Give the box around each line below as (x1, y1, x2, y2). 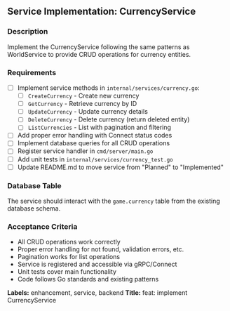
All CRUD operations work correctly (17, 238, 121, 246)
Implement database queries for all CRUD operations (17, 139, 170, 147)
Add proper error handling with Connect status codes (17, 131, 172, 140)
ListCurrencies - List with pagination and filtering (27, 123, 172, 132)
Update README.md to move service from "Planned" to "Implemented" (17, 163, 224, 171)
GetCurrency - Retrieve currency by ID (27, 100, 137, 108)
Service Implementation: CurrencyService (7, 6, 196, 18)
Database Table (7, 180, 62, 190)
